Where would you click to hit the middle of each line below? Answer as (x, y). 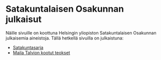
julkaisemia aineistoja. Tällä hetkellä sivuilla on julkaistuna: (65, 38)
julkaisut (24, 19)
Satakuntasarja (28, 47)
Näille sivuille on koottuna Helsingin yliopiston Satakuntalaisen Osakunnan (81, 33)
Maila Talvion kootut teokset (41, 53)
